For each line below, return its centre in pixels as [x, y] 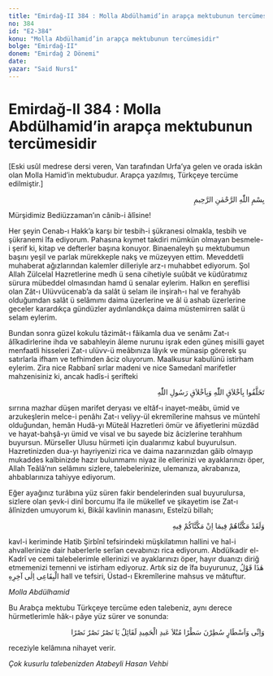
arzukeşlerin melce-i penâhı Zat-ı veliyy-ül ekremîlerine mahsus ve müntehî [134, 417]
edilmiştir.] [26, 183]
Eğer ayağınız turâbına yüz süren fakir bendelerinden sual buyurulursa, [127, 492]
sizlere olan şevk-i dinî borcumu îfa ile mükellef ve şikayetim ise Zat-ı [123, 501]
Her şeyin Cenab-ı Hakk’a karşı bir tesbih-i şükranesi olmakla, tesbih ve [128, 231]
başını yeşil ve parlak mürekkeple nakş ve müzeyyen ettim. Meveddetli [126, 256]
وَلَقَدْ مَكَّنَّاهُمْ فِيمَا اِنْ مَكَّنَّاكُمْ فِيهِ [218, 526]
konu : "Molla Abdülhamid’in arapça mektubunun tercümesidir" [114, 39]
